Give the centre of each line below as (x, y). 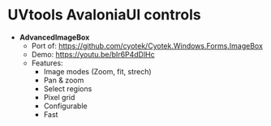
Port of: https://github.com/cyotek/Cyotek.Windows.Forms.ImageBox (147, 45)
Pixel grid (59, 97)
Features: (47, 63)
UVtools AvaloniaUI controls (104, 15)
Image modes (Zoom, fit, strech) (97, 71)
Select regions (68, 88)
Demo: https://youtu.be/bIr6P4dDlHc (93, 54)
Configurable (65, 106)
